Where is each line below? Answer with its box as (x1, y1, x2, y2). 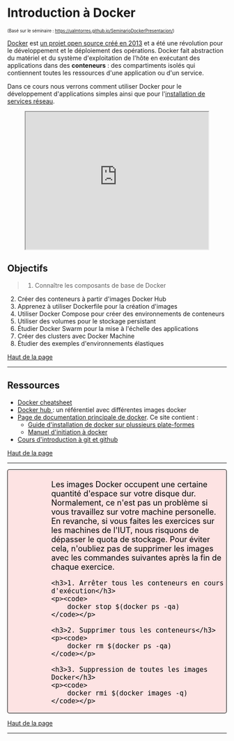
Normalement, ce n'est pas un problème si (51, 497, 208, 508)
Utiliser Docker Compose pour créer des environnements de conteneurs (17, 309, 225, 318)
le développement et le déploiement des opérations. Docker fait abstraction (7, 46, 224, 54)
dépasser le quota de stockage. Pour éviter (51, 534, 210, 544)
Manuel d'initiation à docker (27, 427, 108, 436)
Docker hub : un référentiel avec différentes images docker (17, 405, 187, 413)
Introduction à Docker (7, 5, 136, 21)
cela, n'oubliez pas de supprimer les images (51, 543, 214, 553)
